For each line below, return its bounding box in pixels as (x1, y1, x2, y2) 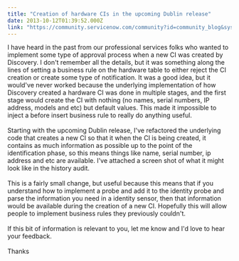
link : (7, 23, 23, 31)
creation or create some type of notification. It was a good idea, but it (7, 73, 211, 82)
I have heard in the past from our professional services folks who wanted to (7, 43, 229, 52)
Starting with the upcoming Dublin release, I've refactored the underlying (7, 126, 221, 135)
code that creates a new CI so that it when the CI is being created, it (7, 134, 206, 142)
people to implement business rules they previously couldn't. (7, 209, 186, 218)
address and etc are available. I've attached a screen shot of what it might (7, 156, 224, 165)
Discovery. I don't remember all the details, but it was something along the (7, 58, 225, 67)
